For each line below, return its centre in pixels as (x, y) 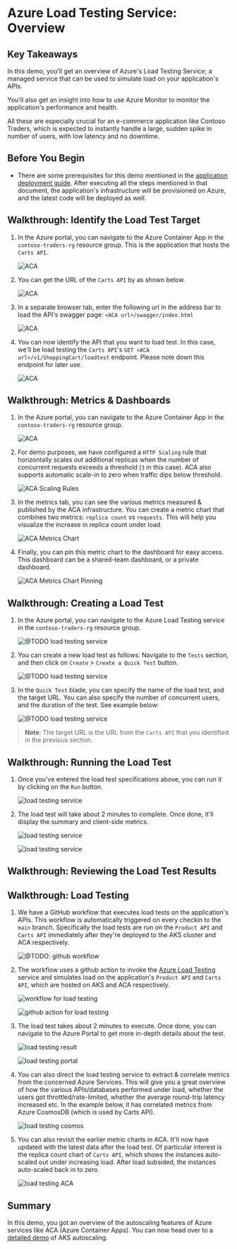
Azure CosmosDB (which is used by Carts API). (86, 1113)
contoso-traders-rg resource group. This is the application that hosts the (123, 245)
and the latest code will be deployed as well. (82, 198)
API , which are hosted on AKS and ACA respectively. (94, 985)
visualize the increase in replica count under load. (90, 525)
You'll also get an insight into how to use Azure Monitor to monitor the (109, 100)
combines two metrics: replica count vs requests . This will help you (117, 517)
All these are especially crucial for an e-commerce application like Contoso (116, 121)
